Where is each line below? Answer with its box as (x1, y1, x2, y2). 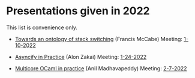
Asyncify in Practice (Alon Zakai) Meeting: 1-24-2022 (14, 53, 147, 60)
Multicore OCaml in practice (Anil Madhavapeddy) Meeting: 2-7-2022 (14, 64, 187, 72)
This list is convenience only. (6, 24, 78, 31)
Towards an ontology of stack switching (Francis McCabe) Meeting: (14, 35, 183, 42)
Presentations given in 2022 (6, 4, 150, 18)
